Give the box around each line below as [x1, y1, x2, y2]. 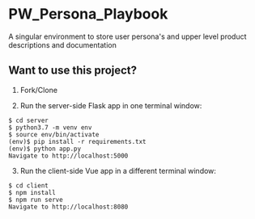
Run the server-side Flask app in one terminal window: [19, 100, 202, 110]
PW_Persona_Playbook [8, 5, 168, 23]
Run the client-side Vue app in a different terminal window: [19, 166, 217, 175]
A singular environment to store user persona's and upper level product [8, 32, 247, 41]
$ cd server [8, 116, 49, 124]
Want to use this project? [8, 64, 138, 78]
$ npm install [8, 188, 57, 196]
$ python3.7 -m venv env [8, 123, 92, 132]
